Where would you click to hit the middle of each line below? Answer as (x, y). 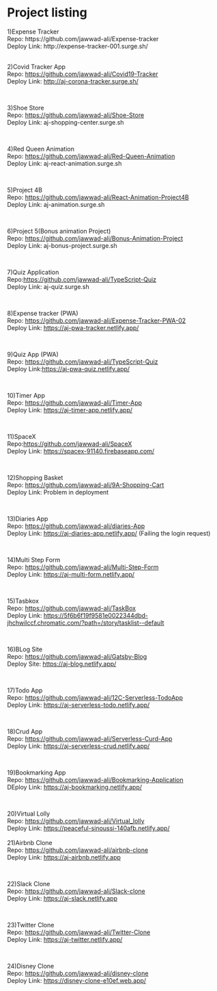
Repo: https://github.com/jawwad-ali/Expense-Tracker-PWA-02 (97, 321)
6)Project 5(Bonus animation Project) (59, 231)
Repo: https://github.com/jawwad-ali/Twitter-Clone (79, 932)
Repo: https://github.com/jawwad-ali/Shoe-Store (76, 115)
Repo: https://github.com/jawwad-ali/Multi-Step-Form (83, 567)
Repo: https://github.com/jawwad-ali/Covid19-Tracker (83, 74)
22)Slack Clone (29, 883)
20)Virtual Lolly (29, 814)
